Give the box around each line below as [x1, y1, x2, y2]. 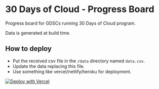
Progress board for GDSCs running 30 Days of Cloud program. [5, 20, 136, 26]
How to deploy [5, 44, 52, 53]
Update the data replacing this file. [12, 63, 85, 69]
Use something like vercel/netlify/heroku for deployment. [12, 68, 132, 74]
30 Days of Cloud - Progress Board [5, 4, 154, 15]
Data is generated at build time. [5, 30, 71, 36]
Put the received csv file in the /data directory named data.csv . [12, 58, 145, 64]
